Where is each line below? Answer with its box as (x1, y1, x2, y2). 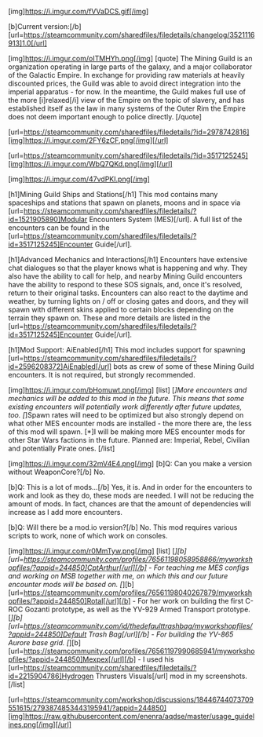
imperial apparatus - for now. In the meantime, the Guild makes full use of (8, 87, 246, 97)
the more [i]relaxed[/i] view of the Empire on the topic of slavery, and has (8, 96, 245, 104)
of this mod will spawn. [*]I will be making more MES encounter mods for (8, 427, 246, 436)
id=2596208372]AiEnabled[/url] (8, 362, 112, 371)
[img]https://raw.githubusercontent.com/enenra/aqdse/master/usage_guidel (8, 712, 255, 721)
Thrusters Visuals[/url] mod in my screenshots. (95, 671, 247, 680)
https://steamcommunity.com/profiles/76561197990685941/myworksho (23, 647, 255, 655)
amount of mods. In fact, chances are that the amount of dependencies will (8, 499, 251, 509)
